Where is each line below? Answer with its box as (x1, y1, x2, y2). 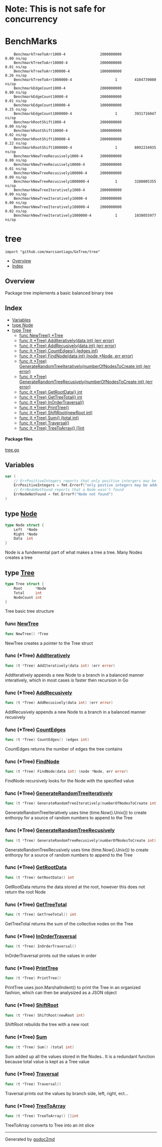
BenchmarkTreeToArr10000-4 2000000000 (13, 61, 122, 65)
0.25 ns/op (5, 107, 27, 112)
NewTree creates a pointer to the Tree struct (5, 640, 93, 646)
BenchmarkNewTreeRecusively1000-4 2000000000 (13, 154, 122, 159)
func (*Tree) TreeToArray (5, 1102, 66, 1109)
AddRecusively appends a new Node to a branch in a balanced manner (5, 709, 146, 715)
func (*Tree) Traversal (5, 1070, 59, 1077)
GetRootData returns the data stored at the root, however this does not (5, 884, 146, 890)
